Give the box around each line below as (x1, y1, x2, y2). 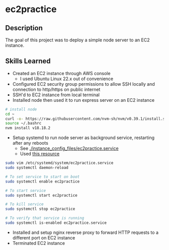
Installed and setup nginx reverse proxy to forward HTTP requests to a (12, 229, 158, 235)
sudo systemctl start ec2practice (5, 193, 78, 198)
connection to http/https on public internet (12, 86, 101, 92)
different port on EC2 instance (12, 234, 75, 240)
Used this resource (20, 151, 60, 157)
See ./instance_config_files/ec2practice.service (20, 145, 119, 152)
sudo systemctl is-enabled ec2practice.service (5, 220, 107, 225)
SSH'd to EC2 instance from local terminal (12, 92, 100, 98)
